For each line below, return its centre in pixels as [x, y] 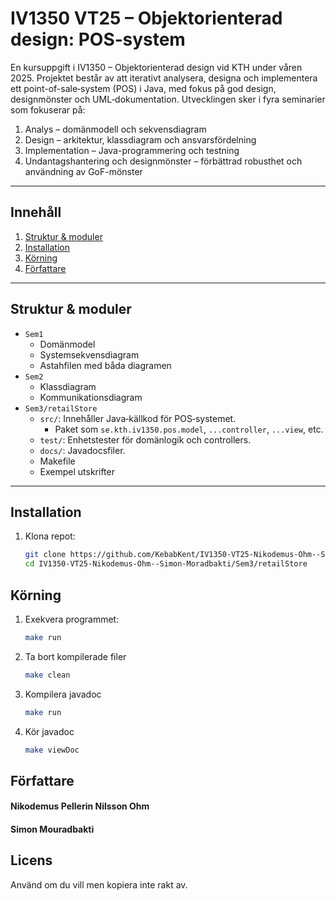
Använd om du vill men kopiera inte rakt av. [99, 884]
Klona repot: [50, 536]
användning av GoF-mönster [83, 171]
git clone [45, 555]
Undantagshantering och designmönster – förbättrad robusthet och [163, 161]
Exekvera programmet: [72, 619]
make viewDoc [52, 750]
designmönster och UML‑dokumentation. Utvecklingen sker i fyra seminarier [168, 99]
